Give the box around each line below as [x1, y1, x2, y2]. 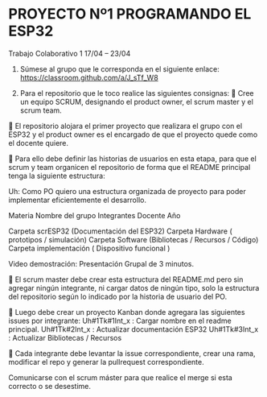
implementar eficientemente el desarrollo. [8, 195, 147, 205]
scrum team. [19, 105, 62, 115]
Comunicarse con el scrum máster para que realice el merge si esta [8, 372, 233, 383]
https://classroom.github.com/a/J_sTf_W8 [19, 72, 158, 82]
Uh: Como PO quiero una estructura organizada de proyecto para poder [8, 186, 247, 196]
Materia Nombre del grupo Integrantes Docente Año [8, 210, 181, 220]
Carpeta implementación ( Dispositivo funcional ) [8, 243, 170, 253]
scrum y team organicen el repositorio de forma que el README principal [8, 162, 251, 172]
